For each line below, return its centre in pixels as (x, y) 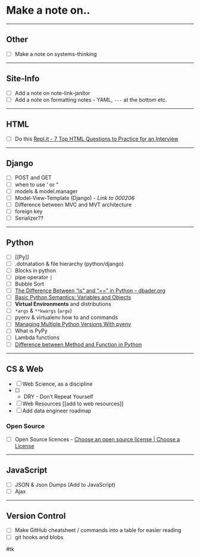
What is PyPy (31, 331)
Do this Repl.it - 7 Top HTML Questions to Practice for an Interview (96, 139)
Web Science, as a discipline (58, 384)
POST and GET (33, 178)
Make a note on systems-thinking (56, 54)
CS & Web (25, 369)
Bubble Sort (29, 284)
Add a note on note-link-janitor (52, 93)
